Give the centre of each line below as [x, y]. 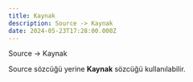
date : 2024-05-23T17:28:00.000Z [62, 31]
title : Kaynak [32, 16]
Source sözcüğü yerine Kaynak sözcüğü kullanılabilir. [97, 69]
